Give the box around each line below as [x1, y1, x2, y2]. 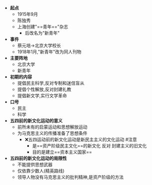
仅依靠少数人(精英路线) [17, 168, 65, 173]
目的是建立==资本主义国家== [32, 149, 92, 155]
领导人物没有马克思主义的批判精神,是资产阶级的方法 [17, 174, 124, 180]
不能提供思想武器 [17, 161, 53, 167]
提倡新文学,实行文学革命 [17, 93, 67, 98]
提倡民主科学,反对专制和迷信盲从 [17, 80, 85, 86]
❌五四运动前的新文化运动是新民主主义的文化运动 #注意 [24, 136, 137, 142]
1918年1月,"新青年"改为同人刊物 [17, 49, 81, 55]
